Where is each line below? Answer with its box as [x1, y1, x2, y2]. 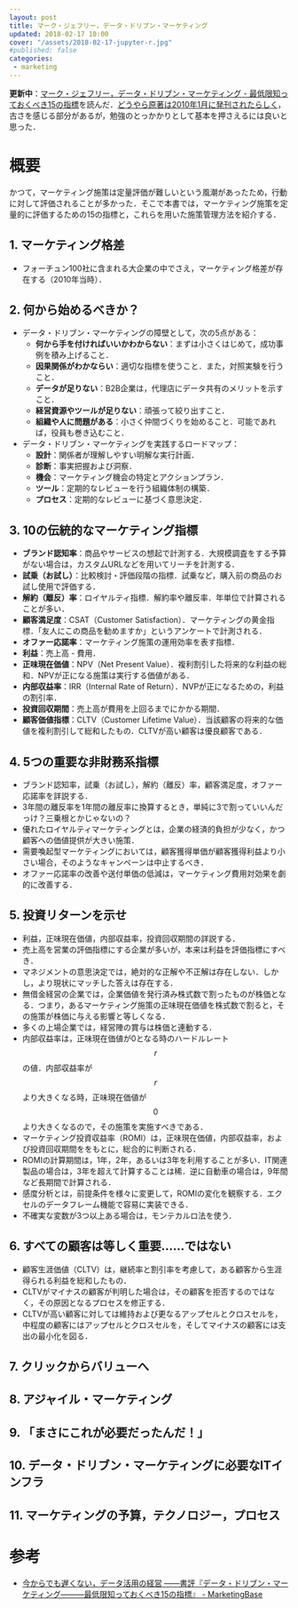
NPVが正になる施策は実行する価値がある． [37, 670, 194, 681]
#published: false [9, 46, 77, 55]
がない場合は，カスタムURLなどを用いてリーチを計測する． [21, 559, 239, 569]
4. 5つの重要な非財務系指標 [9, 754, 159, 769]
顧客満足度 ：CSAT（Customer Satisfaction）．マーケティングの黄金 [21, 615, 268, 625]
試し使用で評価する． [21, 581, 100, 592]
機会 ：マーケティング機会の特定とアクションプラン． [35, 472, 229, 482]
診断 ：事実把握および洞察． [35, 461, 137, 472]
